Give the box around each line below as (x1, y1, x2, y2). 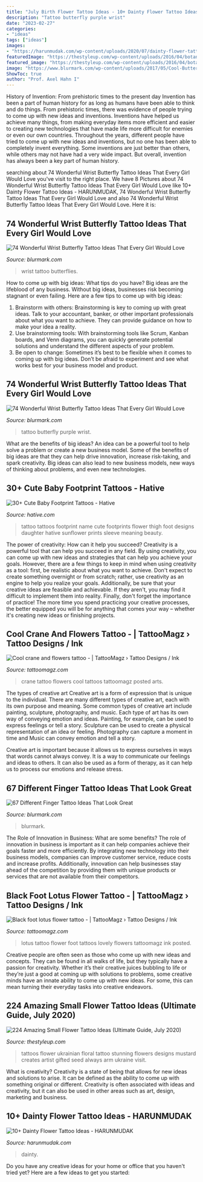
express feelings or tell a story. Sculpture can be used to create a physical (6, 722, 191, 729)
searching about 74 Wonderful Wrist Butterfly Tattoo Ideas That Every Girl (6, 169, 190, 176)
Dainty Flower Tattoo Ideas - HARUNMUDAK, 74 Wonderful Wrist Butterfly (6, 188, 191, 195)
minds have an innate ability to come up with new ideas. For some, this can (6, 977, 193, 984)
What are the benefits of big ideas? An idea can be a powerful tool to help (6, 440, 190, 447)
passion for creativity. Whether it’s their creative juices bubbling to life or (6, 964, 187, 971)
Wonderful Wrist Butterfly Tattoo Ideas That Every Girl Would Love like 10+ (6, 182, 192, 189)
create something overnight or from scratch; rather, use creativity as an (6, 573, 184, 580)
